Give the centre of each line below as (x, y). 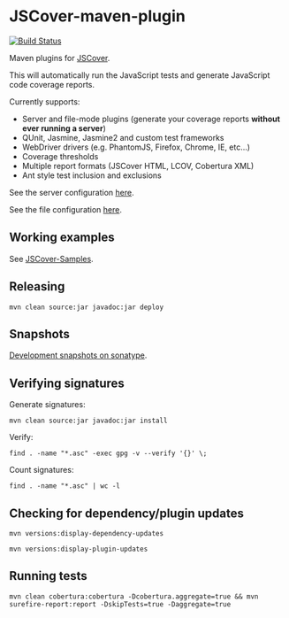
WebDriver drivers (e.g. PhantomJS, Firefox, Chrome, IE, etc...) (136, 147)
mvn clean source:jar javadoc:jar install (88, 421)
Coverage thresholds (60, 156)
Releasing (37, 286)
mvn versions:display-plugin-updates (79, 549)
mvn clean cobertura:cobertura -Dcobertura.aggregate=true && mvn (134, 596)
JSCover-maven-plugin (97, 16)
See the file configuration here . (65, 209)
